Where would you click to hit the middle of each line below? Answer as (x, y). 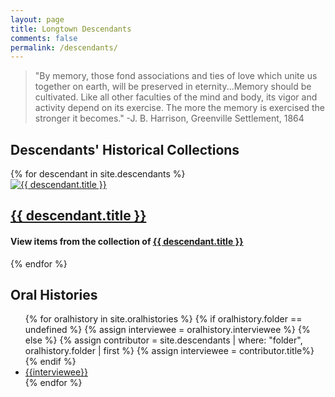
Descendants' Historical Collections (125, 149)
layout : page (37, 19)
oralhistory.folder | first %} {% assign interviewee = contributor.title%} (169, 351)
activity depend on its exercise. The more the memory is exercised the (179, 108)
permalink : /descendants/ (64, 47)
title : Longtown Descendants (71, 29)
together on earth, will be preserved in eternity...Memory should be (173, 87)
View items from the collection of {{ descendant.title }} (127, 242)
